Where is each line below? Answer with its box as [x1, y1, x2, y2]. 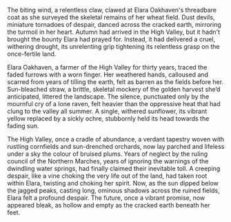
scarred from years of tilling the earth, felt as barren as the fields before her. [7, 78, 224, 85]
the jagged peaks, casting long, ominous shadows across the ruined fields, [7, 186, 220, 194]
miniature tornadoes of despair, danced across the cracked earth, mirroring [7, 21, 222, 28]
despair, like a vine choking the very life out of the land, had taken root [7, 172, 208, 180]
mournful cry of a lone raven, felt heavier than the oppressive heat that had [7, 100, 221, 108]
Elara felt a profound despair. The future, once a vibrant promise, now [7, 194, 205, 202]
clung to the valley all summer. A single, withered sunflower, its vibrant [7, 107, 208, 115]
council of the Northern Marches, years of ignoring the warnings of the [7, 157, 209, 165]
